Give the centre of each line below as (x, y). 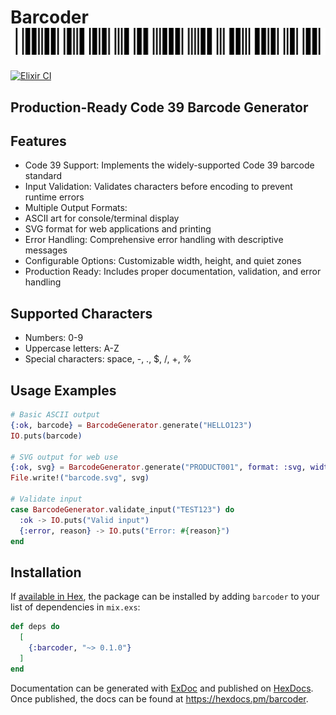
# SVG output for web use (64, 457)
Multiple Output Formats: (76, 208)
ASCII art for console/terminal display (102, 218)
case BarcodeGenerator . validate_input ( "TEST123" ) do (122, 509)
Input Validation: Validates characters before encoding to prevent (158, 187)
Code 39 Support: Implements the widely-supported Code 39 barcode (169, 165)
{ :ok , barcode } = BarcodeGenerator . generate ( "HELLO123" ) (131, 425)
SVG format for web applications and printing (118, 229)
